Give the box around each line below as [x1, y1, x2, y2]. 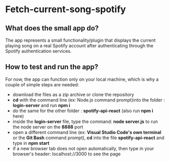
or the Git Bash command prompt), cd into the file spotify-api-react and [12, 135, 164, 141]
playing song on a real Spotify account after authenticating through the [5, 43, 154, 49]
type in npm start [12, 140, 50, 146]
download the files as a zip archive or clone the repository [12, 91, 134, 98]
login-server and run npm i [12, 102, 71, 108]
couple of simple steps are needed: [5, 81, 80, 87]
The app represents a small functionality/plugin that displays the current [5, 37, 156, 43]
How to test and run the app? [5, 62, 98, 72]
